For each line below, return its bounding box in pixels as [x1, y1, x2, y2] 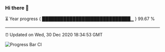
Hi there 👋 [5, 4, 29, 11]
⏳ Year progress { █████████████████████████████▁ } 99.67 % [5, 16, 155, 22]
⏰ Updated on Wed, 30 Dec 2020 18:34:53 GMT [5, 32, 103, 38]
